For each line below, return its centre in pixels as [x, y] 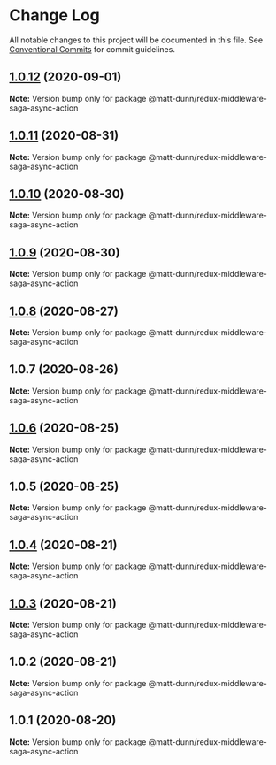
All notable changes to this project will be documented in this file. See [136, 40]
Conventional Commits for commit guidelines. [92, 49]
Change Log [54, 15]
